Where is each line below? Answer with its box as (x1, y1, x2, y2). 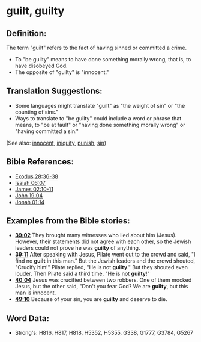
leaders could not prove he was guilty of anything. (14, 244, 140, 252)
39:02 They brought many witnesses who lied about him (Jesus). (14, 232, 177, 239)
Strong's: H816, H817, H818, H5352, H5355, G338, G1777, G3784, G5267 (14, 329, 194, 337)
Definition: (6, 28, 47, 39)
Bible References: (6, 157, 74, 167)
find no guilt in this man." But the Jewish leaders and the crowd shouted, (14, 257, 196, 264)
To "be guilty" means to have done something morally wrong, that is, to (14, 56, 191, 63)
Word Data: (6, 313, 50, 323)
